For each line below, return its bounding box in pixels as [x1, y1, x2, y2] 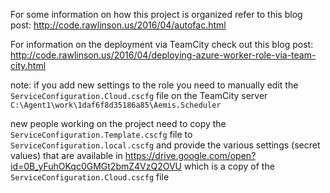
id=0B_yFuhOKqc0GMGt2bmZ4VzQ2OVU [10, 160, 183, 172]
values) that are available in [10, 150, 123, 161]
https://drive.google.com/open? [124, 150, 257, 161]
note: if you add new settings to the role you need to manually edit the [10, 79, 299, 91]
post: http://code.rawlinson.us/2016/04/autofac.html [10, 19, 227, 31]
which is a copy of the [183, 160, 275, 172]
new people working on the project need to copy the [10, 118, 227, 129]
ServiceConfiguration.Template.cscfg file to [10, 129, 193, 140]
